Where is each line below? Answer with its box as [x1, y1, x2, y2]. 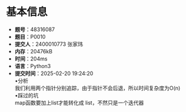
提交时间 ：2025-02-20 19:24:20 [14, 70, 94, 77]
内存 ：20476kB [14, 47, 53, 55]
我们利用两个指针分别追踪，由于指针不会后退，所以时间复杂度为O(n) [14, 84, 181, 91]
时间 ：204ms [14, 55, 48, 62]
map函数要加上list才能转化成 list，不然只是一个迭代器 [14, 99, 144, 106]
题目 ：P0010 [14, 33, 46, 40]
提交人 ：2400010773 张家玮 [14, 40, 84, 47]
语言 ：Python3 [14, 62, 51, 69]
